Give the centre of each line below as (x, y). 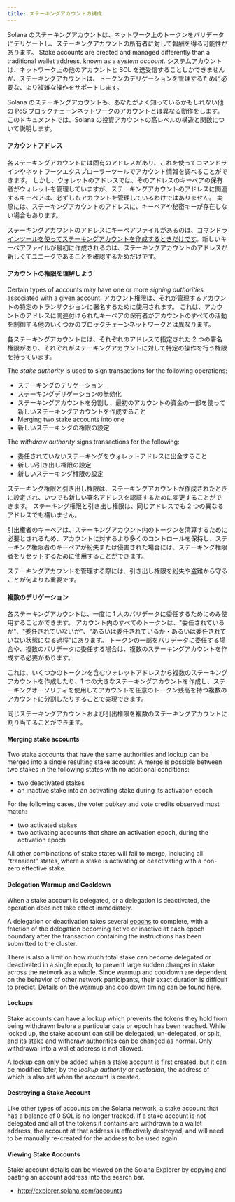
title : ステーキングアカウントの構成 (55, 14)
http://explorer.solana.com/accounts (70, 1191)
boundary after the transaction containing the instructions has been (105, 936)
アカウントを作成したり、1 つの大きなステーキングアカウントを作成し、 (110, 681)
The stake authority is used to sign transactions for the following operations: (117, 371)
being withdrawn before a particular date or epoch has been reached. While (116, 1026)
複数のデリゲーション (38, 597)
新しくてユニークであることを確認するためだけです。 (84, 256)
